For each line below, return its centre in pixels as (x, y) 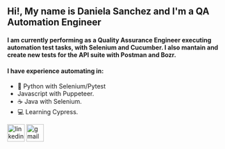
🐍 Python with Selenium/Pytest (61, 86)
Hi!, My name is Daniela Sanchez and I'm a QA (108, 11)
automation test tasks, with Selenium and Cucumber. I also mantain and (113, 47)
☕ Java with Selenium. (49, 102)
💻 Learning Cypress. (48, 112)
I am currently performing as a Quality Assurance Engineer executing (109, 40)
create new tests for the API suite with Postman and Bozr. (92, 54)
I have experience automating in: (56, 71)
